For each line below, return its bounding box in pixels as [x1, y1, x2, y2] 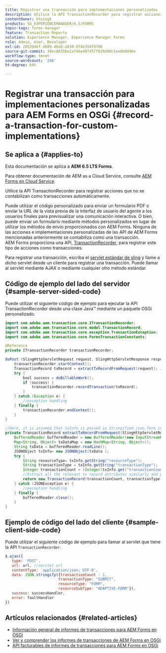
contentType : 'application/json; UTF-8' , [11, 568, 98, 573]
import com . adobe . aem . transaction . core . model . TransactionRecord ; [5, 325, 142, 330]
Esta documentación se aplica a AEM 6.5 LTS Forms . [5, 163, 114, 169]
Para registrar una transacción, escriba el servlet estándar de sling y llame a [5, 255, 160, 261]
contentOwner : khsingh [5, 16, 52, 21]
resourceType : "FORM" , [58, 582, 105, 587]
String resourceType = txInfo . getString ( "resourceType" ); [23, 458, 142, 463]
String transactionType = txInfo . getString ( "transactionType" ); [23, 462, 158, 468]
